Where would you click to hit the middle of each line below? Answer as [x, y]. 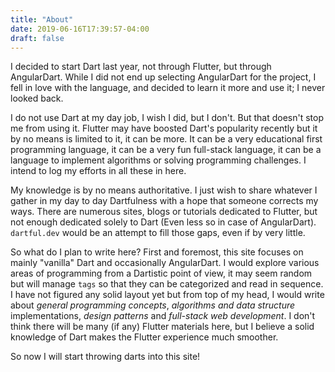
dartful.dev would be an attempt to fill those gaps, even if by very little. [158, 233]
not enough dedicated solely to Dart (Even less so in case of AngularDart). [163, 222]
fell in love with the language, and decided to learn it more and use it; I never [168, 88]
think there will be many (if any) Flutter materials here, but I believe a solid [162, 327]
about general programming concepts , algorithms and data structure [153, 305]
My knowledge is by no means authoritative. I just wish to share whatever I [164, 190]
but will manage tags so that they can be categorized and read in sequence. [167, 284]
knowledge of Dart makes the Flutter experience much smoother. [144, 337]
